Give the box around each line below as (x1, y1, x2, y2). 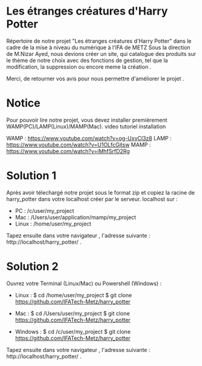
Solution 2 (6, 260, 59, 273)
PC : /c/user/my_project (15, 207, 75, 214)
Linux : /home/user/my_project (15, 220, 92, 227)
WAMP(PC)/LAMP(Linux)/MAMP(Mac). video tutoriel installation (6, 123, 166, 130)
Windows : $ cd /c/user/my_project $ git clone (15, 328, 131, 335)
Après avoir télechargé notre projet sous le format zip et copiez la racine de (6, 188, 195, 196)
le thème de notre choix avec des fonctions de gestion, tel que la (6, 57, 168, 64)
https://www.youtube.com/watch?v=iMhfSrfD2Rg (6, 147, 130, 154)
